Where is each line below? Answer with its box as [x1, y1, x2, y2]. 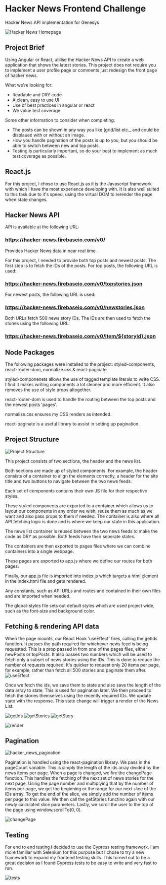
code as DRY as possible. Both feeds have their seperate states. [5, 533, 136, 539]
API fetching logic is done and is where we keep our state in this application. [5, 518, 161, 524]
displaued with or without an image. [12, 132, 85, 138]
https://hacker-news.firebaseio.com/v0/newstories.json [5, 304, 145, 311]
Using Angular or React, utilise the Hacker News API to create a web [5, 57, 144, 63]
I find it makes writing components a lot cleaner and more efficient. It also [5, 382, 155, 387]
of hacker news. [5, 72, 38, 78]
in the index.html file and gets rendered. [5, 578, 86, 584]
